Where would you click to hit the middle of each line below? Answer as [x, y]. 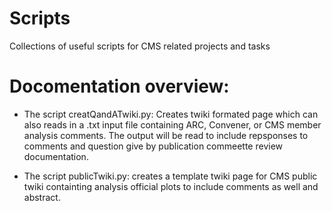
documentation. [56, 156]
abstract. [42, 197]
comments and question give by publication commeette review [153, 146]
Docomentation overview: [119, 86]
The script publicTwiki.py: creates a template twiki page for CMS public [170, 176]
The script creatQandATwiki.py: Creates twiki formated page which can [171, 114]
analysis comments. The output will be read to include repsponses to [166, 135]
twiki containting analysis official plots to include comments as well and [171, 186]
